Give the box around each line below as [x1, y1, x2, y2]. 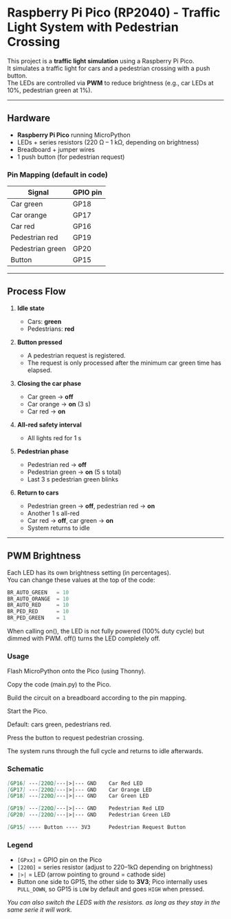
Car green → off [27, 392, 74, 400]
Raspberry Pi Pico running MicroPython [16, 131, 131, 139]
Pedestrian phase [16, 447, 69, 455]
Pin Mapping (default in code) [7, 170, 108, 180]
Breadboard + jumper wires [16, 145, 95, 153]
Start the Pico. [7, 707, 48, 715]
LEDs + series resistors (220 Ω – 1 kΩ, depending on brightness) [16, 138, 199, 146]
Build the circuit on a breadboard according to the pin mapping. [7, 693, 187, 702]
